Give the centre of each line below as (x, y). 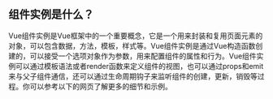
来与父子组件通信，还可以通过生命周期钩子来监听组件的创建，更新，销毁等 (133, 76)
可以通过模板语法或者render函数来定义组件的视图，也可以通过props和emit (139, 66)
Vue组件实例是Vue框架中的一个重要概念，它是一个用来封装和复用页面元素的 (136, 36)
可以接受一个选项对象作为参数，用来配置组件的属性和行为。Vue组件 (143, 56)
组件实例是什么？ (51, 15)
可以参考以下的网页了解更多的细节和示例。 (101, 86)
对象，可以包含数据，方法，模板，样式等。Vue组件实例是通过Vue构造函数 (132, 45)
